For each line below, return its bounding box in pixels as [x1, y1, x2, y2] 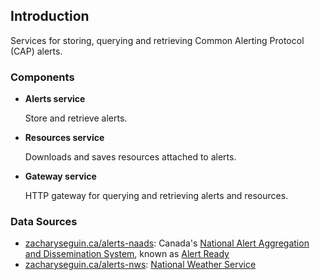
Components [10, 70, 75, 84]
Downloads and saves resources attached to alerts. [24, 151, 237, 163]
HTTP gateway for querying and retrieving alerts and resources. [24, 190, 289, 202]
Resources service [24, 132, 105, 144]
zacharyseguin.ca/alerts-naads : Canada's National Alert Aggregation [24, 237, 310, 249]
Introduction [10, 8, 90, 25]
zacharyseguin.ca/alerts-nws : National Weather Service [24, 259, 257, 271]
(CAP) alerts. [10, 45, 63, 57]
